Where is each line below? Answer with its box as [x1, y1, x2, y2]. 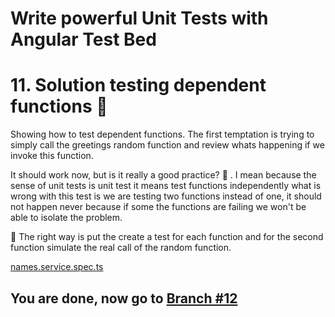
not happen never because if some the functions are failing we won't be [10, 201, 307, 213]
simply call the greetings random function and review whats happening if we [10, 139, 325, 151]
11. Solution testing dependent [10, 74, 267, 97]
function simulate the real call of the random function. [10, 242, 232, 254]
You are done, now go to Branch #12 [10, 290, 238, 307]
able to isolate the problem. [10, 212, 123, 224]
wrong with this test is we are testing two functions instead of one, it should [10, 190, 322, 202]
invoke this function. [10, 150, 94, 162]
